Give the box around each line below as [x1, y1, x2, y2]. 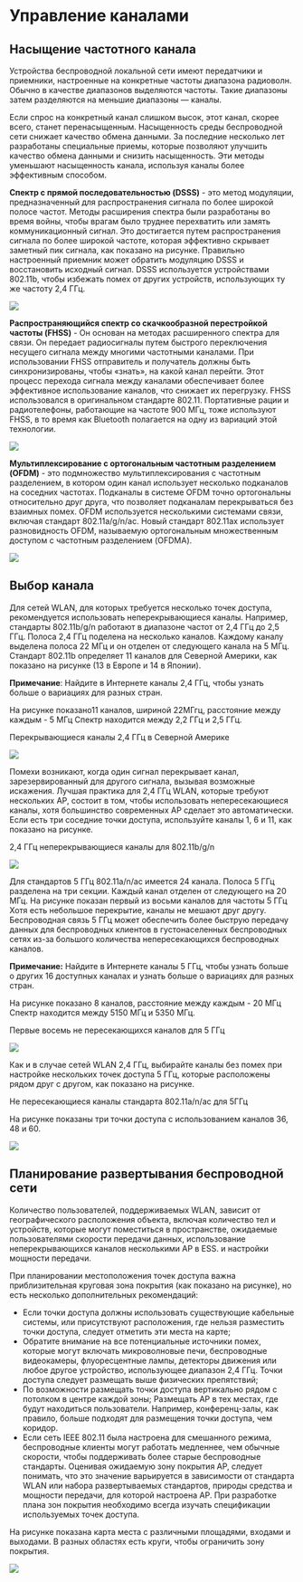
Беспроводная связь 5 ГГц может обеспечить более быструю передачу [9, 914, 289, 925]
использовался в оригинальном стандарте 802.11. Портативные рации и [9, 395, 289, 405]
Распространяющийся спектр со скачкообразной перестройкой [9, 318, 269, 329]
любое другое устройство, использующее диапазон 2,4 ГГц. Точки [22, 1364, 283, 1376]
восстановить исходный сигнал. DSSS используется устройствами [9, 264, 270, 274]
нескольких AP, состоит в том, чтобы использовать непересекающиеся [9, 795, 289, 805]
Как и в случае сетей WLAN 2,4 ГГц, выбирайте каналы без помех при [9, 1059, 282, 1070]
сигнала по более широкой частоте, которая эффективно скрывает [9, 235, 270, 245]
